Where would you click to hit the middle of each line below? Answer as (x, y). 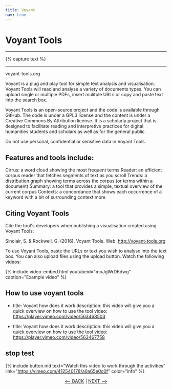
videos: (13, 262)
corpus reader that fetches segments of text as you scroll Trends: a (76, 176)
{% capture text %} (26, 59)
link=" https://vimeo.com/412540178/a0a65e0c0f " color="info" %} (75, 371)
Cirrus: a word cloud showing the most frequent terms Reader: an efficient (84, 170)
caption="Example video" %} (36, 277)
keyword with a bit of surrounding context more (56, 197)
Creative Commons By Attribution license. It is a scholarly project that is (81, 121)
